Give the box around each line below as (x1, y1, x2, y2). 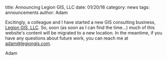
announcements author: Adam (5, 9, 68, 15)
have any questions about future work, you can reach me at (5, 35, 129, 41)
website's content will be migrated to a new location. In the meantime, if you (5, 30, 162, 35)
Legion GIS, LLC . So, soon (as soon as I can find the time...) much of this (5, 24, 155, 30)
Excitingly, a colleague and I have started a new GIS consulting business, (5, 19, 156, 25)
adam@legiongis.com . (5, 40, 52, 46)
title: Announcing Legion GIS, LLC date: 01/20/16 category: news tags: (5, 4, 150, 10)
